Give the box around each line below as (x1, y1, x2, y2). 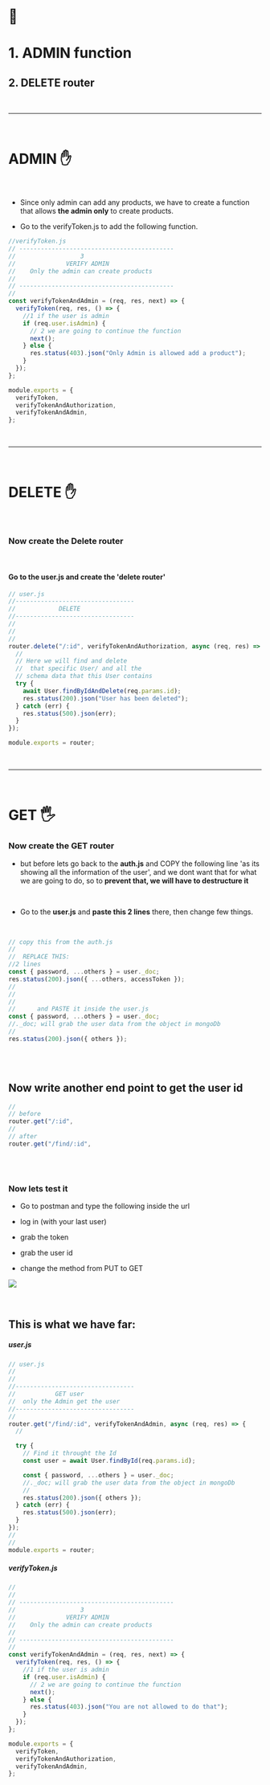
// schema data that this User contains (15, 672, 153, 680)
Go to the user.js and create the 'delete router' (8, 572, 166, 582)
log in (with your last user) (19, 1217, 107, 1227)
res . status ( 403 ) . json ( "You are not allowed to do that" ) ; (29, 1703, 228, 1711)
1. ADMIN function (8, 44, 133, 63)
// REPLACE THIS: (8, 953, 70, 961)
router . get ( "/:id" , (8, 1117, 74, 1125)
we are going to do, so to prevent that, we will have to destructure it (19, 876, 249, 885)
